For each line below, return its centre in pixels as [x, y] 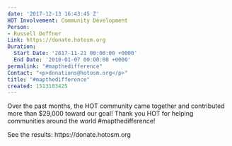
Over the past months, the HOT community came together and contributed [116, 106]
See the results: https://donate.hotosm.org [69, 135]
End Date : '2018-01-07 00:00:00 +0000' [72, 60]
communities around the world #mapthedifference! [81, 121]
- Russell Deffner [34, 34]
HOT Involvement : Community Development [68, 20]
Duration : [22, 47]
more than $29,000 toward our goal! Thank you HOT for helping [100, 114]
